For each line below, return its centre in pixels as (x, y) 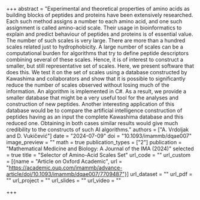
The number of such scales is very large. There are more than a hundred (96, 40)
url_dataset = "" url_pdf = (161, 174)
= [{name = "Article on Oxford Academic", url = (64, 161)
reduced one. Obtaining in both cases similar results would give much (92, 123)
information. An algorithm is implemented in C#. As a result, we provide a (96, 91)
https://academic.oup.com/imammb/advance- (66, 168)
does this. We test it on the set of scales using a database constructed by (97, 72)
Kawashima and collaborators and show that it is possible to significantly (96, 78)
